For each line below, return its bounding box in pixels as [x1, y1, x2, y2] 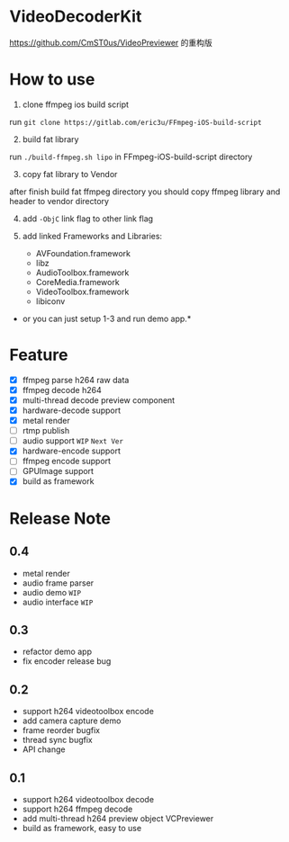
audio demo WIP [22, 587, 82, 597]
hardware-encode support [22, 445, 122, 456]
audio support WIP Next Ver [22, 435, 124, 446]
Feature [9, 345, 68, 365]
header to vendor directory [9, 195, 110, 206]
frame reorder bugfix [22, 725, 101, 736]
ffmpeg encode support [22, 456, 111, 467]
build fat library [22, 133, 79, 145]
